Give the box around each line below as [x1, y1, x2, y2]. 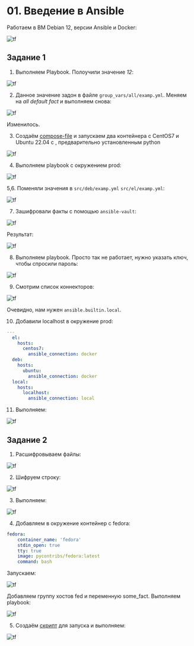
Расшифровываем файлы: [15, 450, 82, 458]
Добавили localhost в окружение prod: [15, 317, 113, 324]
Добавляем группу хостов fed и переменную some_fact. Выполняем [7, 593, 181, 600]
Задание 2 [7, 435, 47, 445]
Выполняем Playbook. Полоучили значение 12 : [15, 68, 134, 75]
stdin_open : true [17, 542, 61, 548]
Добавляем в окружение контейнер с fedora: [15, 519, 131, 527]
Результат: [7, 231, 34, 238]
